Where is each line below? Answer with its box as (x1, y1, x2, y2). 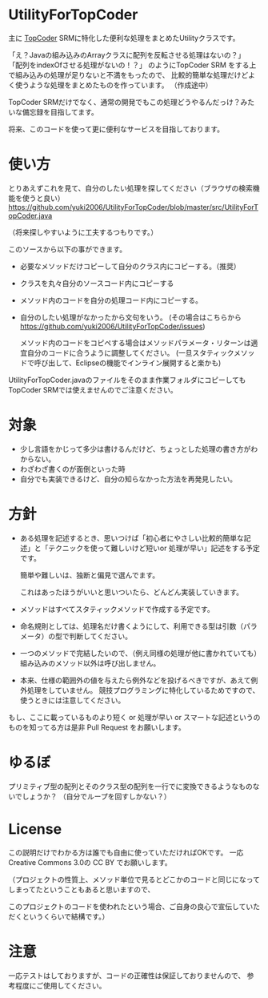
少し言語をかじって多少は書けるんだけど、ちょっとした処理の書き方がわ (19, 444, 258, 453)
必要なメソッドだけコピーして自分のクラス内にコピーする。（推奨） (19, 261, 242, 271)
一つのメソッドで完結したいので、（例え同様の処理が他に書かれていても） (19, 648, 258, 658)
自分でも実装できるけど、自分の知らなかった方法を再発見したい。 (19, 474, 238, 484)
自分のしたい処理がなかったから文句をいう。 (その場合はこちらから (19, 312, 242, 322)
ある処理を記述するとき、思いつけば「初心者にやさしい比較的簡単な (19, 533, 244, 542)
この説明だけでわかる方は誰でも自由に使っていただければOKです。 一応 (8, 847, 244, 857)
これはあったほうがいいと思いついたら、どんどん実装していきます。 (19, 587, 244, 597)
